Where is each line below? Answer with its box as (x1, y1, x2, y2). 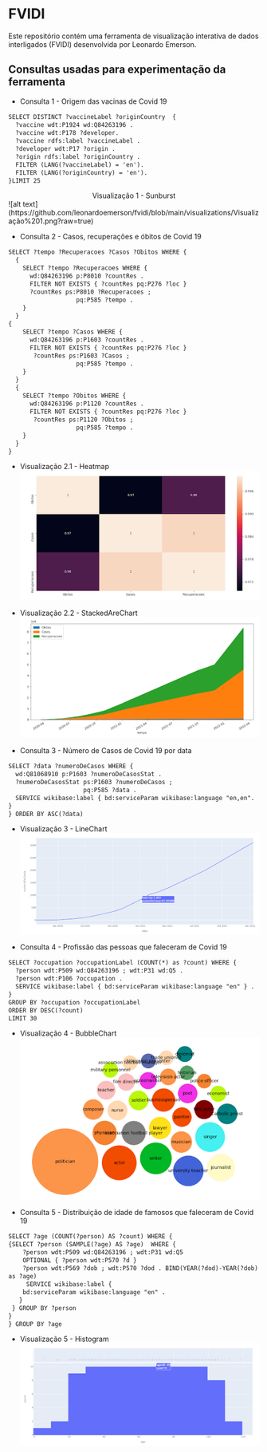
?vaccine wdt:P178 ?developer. (15, 128, 120, 136)
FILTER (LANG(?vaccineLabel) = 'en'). (15, 160, 145, 168)
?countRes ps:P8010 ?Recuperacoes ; (29, 288, 151, 296)
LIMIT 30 (8, 1015, 37, 1023)
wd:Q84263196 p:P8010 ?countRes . (29, 272, 145, 280)
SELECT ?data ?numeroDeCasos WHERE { (8, 763, 134, 771)
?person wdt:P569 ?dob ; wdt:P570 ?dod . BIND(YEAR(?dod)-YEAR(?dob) (22, 1264, 259, 1272)
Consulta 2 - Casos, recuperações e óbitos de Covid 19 (19, 231, 202, 241)
